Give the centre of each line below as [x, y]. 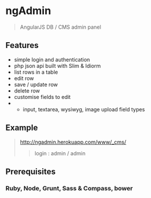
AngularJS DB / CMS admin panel [60, 27]
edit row [24, 78]
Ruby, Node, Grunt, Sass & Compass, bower [69, 188]
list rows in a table [36, 72]
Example [22, 128]
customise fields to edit [42, 97]
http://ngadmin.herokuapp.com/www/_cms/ [73, 142]
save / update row [36, 84]
